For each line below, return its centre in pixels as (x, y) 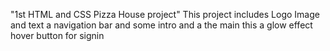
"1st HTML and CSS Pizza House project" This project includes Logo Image (165, 14)
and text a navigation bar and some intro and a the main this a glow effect (161, 25)
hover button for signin (57, 35)
